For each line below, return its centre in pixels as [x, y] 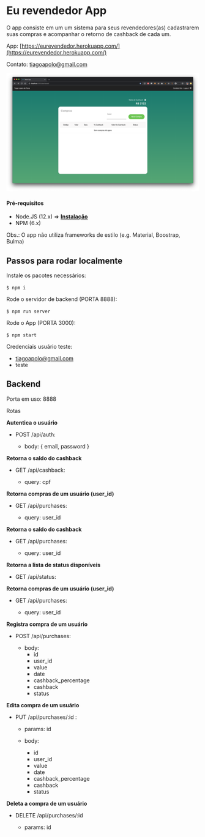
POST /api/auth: [35, 434]
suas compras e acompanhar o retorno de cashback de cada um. [89, 34]
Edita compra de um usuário [43, 705]
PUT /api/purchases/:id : [46, 717]
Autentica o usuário [32, 422]
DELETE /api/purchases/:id [49, 815]
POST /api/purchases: [43, 636]
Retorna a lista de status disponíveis [54, 565]
